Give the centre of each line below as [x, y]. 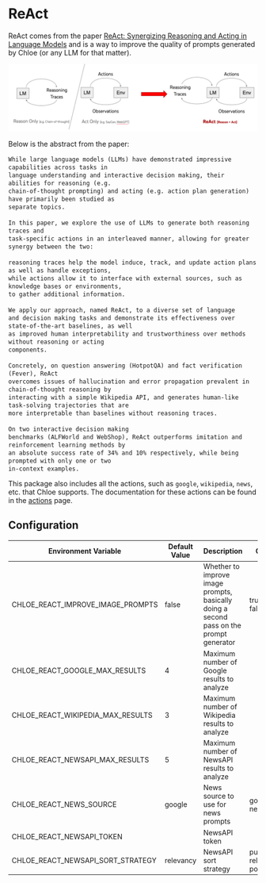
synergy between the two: [51, 247]
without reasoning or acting [56, 342]
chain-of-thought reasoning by [60, 390]
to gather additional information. [67, 294]
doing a [215, 609]
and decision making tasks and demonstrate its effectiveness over [122, 318]
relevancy [181, 860]
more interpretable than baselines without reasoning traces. [113, 413]
